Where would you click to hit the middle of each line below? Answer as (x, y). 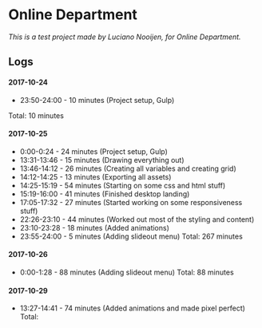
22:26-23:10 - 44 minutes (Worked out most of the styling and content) (137, 219)
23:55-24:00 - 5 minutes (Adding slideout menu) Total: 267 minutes (131, 236)
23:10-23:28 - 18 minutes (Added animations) (95, 227)
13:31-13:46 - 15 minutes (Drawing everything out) (102, 160)
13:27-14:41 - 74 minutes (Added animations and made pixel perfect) (133, 308)
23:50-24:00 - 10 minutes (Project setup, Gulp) (97, 100)
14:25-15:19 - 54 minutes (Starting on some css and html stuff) (123, 185)
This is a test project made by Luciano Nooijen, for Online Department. (125, 37)
